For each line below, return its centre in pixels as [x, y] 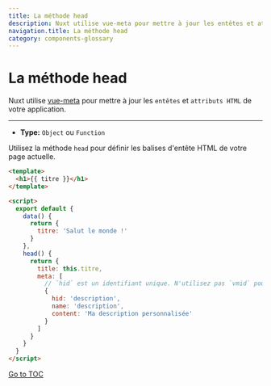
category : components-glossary [61, 38]
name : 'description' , [88, 306]
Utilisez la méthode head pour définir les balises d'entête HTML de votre [128, 148]
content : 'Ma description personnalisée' [122, 313]
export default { [45, 208]
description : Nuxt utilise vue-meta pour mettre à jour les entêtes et [131, 23]
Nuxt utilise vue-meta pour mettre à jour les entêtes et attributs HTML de [130, 101]
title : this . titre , [70, 269]
